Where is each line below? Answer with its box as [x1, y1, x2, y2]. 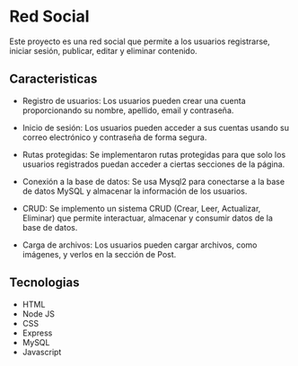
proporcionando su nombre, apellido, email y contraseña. [22, 105, 234, 116]
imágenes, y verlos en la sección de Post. [22, 248, 177, 259]
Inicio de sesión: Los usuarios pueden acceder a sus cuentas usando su [22, 122, 290, 133]
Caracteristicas [9, 72, 98, 87]
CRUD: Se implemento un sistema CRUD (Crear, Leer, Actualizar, [22, 203, 261, 213]
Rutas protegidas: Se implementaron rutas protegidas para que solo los [22, 149, 286, 160]
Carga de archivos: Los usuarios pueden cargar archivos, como [22, 240, 258, 250]
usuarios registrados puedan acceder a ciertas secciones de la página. [22, 159, 285, 170]
